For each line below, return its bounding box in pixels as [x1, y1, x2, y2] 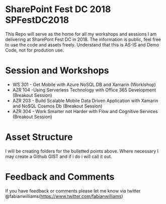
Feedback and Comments [5, 171, 115, 182]
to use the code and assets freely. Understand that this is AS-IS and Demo [5, 41, 159, 47]
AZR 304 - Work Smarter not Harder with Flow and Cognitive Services [12, 108, 158, 114]
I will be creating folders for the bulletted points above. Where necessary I [5, 148, 158, 154]
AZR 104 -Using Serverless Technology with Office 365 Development [12, 87, 156, 93]
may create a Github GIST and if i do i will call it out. [5, 153, 112, 160]
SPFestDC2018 [5, 14, 69, 26]
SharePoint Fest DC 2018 [5, 4, 111, 15]
